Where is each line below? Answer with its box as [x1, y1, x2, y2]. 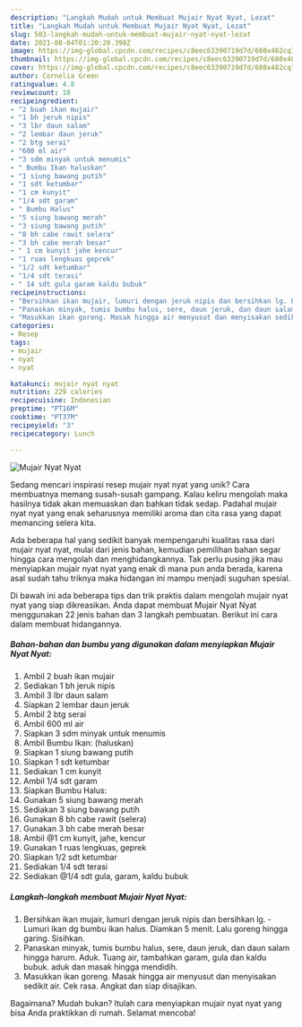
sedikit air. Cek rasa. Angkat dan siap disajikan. [22, 980, 198, 991]
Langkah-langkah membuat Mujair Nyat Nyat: [10, 892, 187, 902]
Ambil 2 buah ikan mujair [22, 671, 116, 682]
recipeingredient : [10, 96, 79, 106]
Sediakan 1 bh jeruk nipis [22, 680, 116, 691]
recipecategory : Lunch [10, 429, 95, 438]
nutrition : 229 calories [10, 387, 103, 397]
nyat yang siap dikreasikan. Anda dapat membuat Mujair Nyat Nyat [10, 600, 257, 610]
